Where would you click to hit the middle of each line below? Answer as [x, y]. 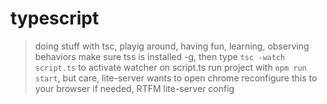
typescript [55, 18]
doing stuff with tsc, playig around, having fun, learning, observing [172, 46]
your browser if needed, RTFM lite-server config [134, 88]
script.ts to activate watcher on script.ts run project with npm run [170, 67]
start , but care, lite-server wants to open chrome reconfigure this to [176, 78]
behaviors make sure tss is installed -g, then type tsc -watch [160, 56]
